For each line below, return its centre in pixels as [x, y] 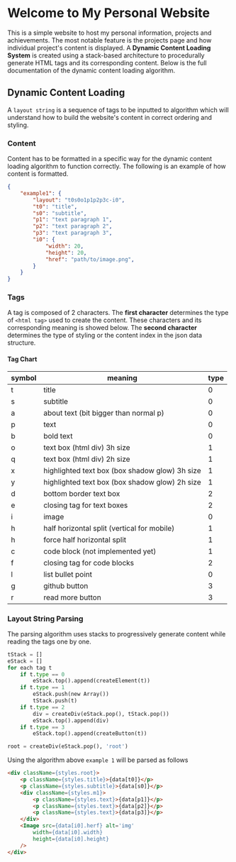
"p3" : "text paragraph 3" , [73, 233]
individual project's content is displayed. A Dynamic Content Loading [109, 48]
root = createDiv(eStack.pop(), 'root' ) [68, 746]
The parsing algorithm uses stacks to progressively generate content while [117, 634]
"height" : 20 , [66, 253]
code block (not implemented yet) [100, 551]
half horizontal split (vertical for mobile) [109, 528]
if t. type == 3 [43, 727]
